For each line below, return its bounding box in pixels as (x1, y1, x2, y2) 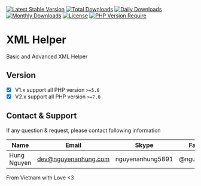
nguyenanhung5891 (115, 155, 173, 163)
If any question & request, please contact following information (6, 127, 161, 134)
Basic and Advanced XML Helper (6, 53, 88, 60)
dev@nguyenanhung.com (36, 155, 109, 163)
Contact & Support (6, 111, 77, 121)
